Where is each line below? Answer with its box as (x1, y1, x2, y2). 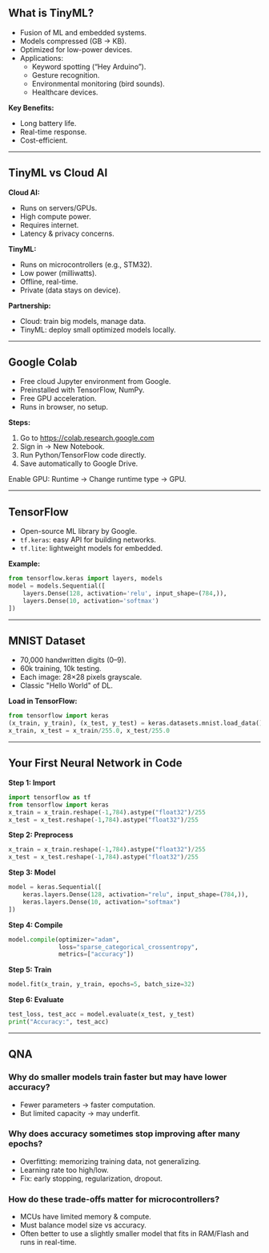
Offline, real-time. (19, 277, 78, 286)
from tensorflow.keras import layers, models (8, 575, 163, 583)
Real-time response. (19, 127, 87, 136)
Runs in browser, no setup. (19, 402, 109, 412)
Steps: (8, 418, 30, 427)
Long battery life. (19, 118, 77, 127)
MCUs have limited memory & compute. (19, 1212, 152, 1222)
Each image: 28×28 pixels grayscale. (19, 673, 143, 682)
